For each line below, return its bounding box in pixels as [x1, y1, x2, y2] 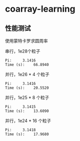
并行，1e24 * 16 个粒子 [5, 118, 51, 123]
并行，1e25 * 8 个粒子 [5, 95, 50, 101]
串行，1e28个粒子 [5, 48, 40, 54]
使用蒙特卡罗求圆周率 [5, 38, 48, 43]
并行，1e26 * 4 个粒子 [5, 72, 50, 77]
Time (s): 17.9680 [5, 132, 49, 137]
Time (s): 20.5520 [5, 85, 49, 90]
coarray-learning [5, 3, 76, 15]
